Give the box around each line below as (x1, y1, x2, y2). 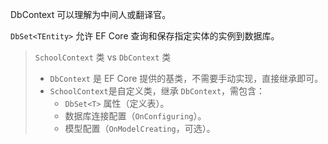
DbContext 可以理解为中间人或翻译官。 (10, 9, 172, 20)
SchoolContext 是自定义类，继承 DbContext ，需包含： (49, 85, 266, 97)
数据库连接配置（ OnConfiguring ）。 (64, 110, 207, 122)
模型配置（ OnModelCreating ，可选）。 (64, 123, 216, 134)
